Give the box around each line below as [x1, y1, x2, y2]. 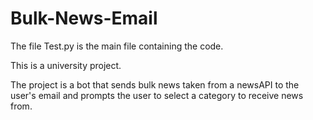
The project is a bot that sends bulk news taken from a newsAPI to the [10, 78, 300, 91]
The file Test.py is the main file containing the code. [10, 40, 224, 52]
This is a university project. [10, 59, 122, 71]
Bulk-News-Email [10, 7, 158, 30]
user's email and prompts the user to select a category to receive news [10, 89, 304, 101]
